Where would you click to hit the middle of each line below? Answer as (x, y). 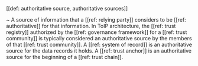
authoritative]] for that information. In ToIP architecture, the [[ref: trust (91, 26)
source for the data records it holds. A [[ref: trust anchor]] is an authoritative (99, 51)
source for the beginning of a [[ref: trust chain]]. (64, 57)
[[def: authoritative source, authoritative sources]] (67, 8)
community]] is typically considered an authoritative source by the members (99, 38)
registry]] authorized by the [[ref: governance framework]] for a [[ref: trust (97, 32)
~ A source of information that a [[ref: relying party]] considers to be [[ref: (96, 20)
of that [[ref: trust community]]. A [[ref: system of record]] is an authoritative (99, 44)
